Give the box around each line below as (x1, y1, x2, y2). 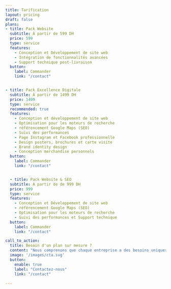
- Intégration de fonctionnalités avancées (14, 55, 108, 60)
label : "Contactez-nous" (14, 267, 67, 272)
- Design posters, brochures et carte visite (14, 140, 113, 145)
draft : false (5, 17, 33, 22)
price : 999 (10, 187, 33, 192)
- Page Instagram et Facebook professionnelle (14, 135, 115, 140)
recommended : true (10, 107, 49, 112)
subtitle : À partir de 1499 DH (10, 92, 76, 97)
